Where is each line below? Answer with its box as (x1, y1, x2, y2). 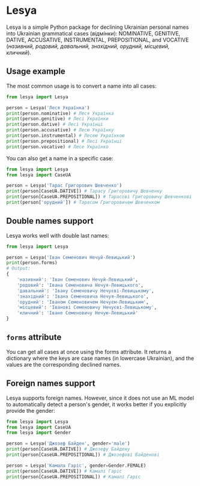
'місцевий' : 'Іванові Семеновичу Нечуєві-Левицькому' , (17, 304, 157, 311)
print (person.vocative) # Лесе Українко (6, 143, 109, 150)
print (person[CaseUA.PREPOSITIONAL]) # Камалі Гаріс (6, 473, 141, 480)
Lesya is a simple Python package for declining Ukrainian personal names (6, 23, 189, 31)
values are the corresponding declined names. (6, 361, 121, 368)
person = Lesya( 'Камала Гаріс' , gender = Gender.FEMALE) (6, 463, 147, 469)
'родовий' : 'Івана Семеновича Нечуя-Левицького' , (17, 282, 144, 288)
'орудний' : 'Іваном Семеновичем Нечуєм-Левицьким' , (17, 299, 149, 305)
